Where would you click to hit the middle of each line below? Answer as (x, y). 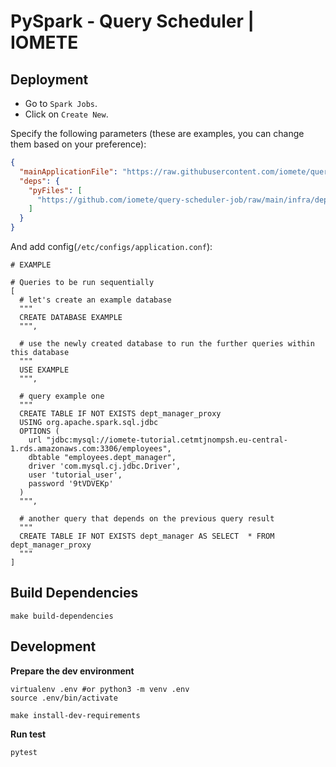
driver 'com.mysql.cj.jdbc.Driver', (105, 466)
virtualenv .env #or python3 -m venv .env (100, 689)
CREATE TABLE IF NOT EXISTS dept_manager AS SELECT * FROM (147, 536)
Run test (28, 734)
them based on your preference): (78, 144)
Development (53, 646)
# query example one (62, 396)
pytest (24, 752)
